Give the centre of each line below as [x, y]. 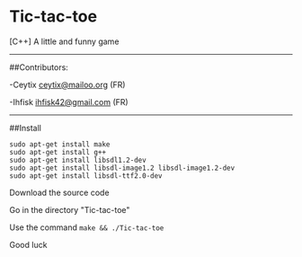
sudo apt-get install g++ [58, 152]
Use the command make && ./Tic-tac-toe [87, 227]
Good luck [28, 244]
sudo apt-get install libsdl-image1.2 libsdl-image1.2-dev [122, 168]
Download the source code [59, 192]
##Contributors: [39, 67]
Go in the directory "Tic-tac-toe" [70, 209]
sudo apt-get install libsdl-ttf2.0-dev [86, 176]
